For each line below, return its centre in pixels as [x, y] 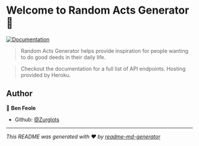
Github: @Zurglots [37, 119]
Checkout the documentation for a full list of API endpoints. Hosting [103, 68]
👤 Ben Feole [21, 108]
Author [19, 93]
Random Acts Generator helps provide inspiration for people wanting [104, 50]
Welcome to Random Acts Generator [98, 10]
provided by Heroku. [46, 75]
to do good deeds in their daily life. [63, 57]
